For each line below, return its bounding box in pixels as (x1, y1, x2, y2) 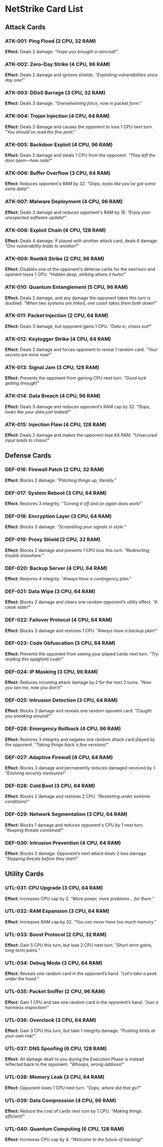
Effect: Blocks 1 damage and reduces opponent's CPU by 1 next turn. (5, 822, 144, 828)
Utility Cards (5, 870, 44, 878)
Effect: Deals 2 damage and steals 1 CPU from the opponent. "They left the (5, 153, 156, 158)
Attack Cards (5, 23, 46, 31)
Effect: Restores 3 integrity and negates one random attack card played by (5, 736, 155, 742)
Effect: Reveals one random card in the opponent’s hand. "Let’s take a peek (5, 971, 157, 976)
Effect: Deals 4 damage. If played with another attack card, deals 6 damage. (5, 238, 159, 243)
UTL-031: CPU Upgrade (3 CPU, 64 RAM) (5, 884, 103, 891)
